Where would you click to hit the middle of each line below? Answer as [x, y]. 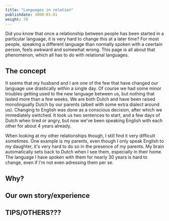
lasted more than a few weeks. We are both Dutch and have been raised [80, 99]
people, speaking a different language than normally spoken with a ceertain [84, 44]
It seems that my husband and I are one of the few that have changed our [82, 83]
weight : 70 [17, 19]
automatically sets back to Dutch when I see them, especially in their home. [84, 152]
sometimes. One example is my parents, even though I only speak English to [85, 141]
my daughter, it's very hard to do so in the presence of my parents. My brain [85, 146]
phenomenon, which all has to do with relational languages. [67, 55]
